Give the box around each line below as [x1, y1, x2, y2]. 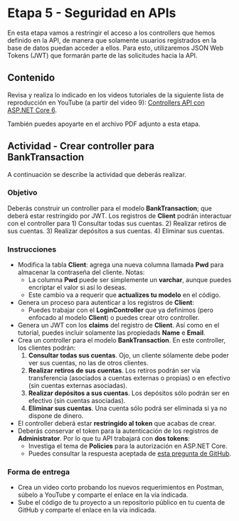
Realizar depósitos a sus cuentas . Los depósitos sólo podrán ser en [28, 389, 230, 397]
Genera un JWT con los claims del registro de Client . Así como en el [17, 321, 220, 330]
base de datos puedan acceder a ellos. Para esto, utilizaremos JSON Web [7, 43, 224, 52]
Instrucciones [7, 244, 57, 254]
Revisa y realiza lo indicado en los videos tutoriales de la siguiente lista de [7, 90, 224, 99]
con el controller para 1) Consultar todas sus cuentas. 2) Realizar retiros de [7, 219, 227, 227]
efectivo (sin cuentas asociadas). [28, 397, 126, 405]
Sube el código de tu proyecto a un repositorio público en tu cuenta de [17, 498, 225, 507]
